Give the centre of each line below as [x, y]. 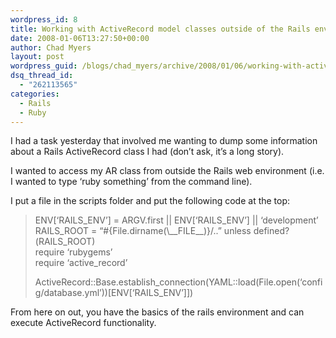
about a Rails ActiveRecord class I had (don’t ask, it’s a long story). [147, 152]
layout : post [37, 57]
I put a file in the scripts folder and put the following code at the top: [150, 201]
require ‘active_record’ [81, 263]
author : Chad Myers [51, 47]
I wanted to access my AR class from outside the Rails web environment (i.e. [167, 171]
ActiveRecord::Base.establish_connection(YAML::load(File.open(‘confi [178, 282]
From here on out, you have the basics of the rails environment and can [157, 312]
